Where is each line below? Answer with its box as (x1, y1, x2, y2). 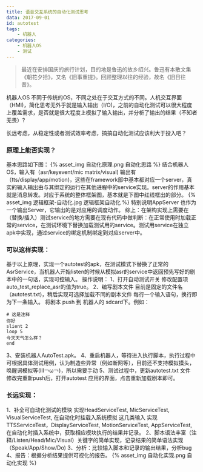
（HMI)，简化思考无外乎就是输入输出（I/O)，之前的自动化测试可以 (6, 101, 171, 108)
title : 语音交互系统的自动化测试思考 (6, 8, 89, 15)
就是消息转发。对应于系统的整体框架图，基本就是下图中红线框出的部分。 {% (6, 191, 196, 199)
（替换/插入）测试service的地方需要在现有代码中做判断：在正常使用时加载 (6, 214, 191, 221)
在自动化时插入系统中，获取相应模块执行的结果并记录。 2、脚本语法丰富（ (6, 428, 192, 436)
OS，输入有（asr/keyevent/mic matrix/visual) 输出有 (6, 168, 136, 176)
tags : (6, 25, 20, 32)
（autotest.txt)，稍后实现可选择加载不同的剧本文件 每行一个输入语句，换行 (6, 291, 192, 298)
